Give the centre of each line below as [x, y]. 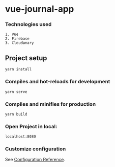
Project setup [26, 58]
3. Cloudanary [20, 43]
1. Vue [12, 35]
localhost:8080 [21, 137]
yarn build [16, 114]
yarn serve [16, 92]
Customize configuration [36, 149]
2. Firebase [17, 39]
